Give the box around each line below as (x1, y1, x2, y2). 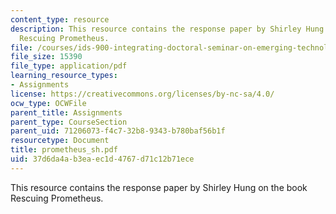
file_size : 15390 (10, 52, 83, 62)
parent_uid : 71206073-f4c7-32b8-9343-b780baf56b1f (10, 126, 226, 136)
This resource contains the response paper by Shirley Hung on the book (10, 181, 308, 193)
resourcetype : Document (10, 136, 110, 146)
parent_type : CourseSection (10, 117, 128, 127)
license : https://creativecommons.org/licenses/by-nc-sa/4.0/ (10, 89, 275, 99)
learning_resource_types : (10, 71, 118, 81)
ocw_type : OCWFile (10, 98, 87, 108)
